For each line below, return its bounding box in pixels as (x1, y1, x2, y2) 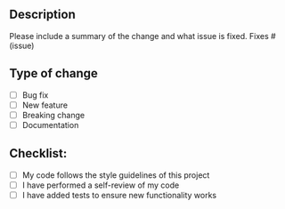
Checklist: (9, 146, 68, 161)
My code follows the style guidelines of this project (21, 169, 210, 181)
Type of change (9, 66, 98, 81)
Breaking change (21, 109, 85, 120)
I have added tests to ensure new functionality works (21, 189, 216, 200)
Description (9, 7, 76, 22)
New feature (21, 100, 69, 110)
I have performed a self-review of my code (21, 180, 180, 190)
